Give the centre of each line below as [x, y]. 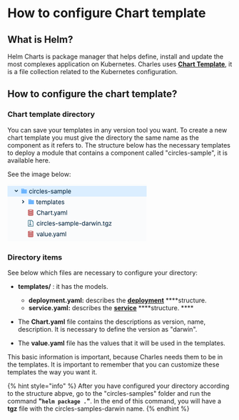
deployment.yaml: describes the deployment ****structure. [117, 300]
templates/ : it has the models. [63, 286]
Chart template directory [51, 114]
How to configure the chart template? [92, 94]
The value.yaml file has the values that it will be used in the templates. [122, 343]
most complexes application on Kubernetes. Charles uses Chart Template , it [120, 64]
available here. [29, 160]
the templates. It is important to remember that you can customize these [113, 364]
